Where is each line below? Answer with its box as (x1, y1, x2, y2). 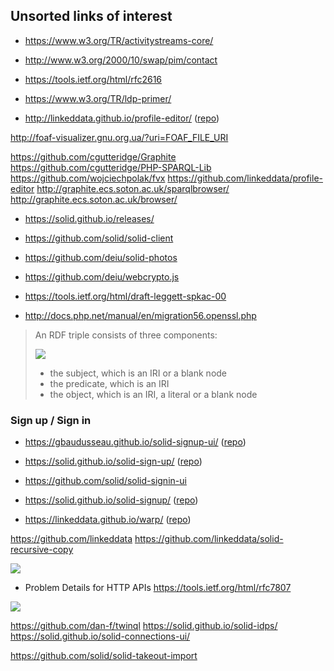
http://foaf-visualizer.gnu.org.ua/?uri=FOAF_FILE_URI (10, 131, 229, 143)
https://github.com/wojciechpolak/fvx (10, 172, 166, 184)
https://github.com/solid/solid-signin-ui (24, 475, 187, 487)
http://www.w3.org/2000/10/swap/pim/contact (24, 54, 218, 66)
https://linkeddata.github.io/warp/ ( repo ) (24, 514, 192, 526)
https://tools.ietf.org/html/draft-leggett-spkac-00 (24, 290, 227, 302)
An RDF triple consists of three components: (34, 329, 218, 341)
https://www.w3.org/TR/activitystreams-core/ (24, 34, 214, 46)
